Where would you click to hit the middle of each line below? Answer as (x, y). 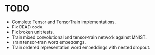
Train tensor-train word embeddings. (49, 42)
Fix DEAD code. (27, 27)
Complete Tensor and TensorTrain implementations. (64, 22)
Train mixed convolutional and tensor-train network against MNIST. (79, 37)
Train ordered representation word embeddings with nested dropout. (81, 47)
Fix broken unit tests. (33, 32)
